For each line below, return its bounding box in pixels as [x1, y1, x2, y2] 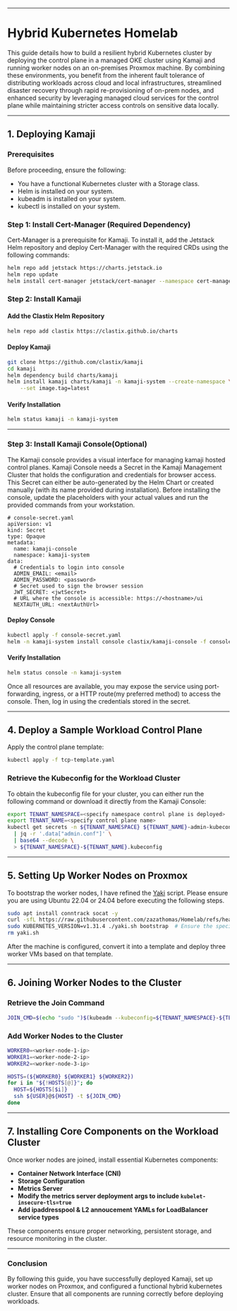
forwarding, [7, 689, 41, 698]
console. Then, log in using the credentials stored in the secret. [7, 697, 191, 705]
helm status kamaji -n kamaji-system [7, 416, 119, 423]
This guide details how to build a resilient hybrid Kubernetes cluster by [7, 48, 212, 57]
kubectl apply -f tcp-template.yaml [7, 757, 115, 764]
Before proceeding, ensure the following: [7, 166, 126, 174]
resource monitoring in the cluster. [7, 1234, 107, 1242]
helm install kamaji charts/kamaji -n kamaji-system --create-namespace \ [7, 378, 232, 386]
